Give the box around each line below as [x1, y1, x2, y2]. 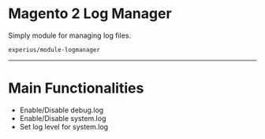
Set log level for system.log [19, 122, 109, 131]
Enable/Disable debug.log [19, 105, 104, 115]
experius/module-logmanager [8, 46, 101, 53]
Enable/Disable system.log [19, 113, 106, 123]
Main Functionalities [8, 79, 144, 97]
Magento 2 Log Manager [8, 5, 172, 23]
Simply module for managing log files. [8, 31, 132, 40]
